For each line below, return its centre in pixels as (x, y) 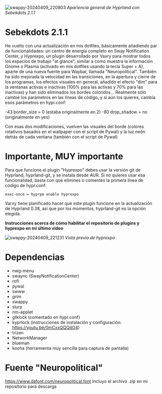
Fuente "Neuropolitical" (54, 368)
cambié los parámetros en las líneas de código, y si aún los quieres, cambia (80, 97)
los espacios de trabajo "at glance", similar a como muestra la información (79, 61)
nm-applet (22, 312)
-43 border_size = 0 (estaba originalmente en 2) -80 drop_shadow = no (76, 112)
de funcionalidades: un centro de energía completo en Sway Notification (77, 51)
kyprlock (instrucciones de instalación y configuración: (67, 322)
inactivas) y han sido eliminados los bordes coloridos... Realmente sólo (76, 92)
